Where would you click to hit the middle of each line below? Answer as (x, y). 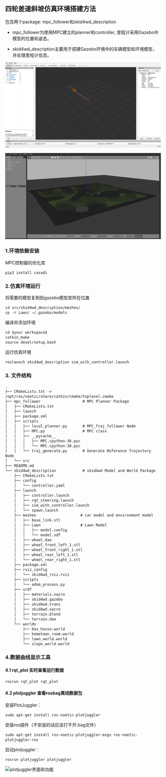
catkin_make (17, 338)
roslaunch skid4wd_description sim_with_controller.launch (67, 362)
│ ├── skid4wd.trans (37, 605)
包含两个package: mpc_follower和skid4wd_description (61, 22)
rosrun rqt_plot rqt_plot (32, 681)
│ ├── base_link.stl (37, 520)
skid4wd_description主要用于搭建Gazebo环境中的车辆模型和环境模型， (84, 49)
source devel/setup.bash (31, 342)
